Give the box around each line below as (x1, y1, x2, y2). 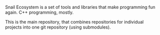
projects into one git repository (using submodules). (5, 24, 111, 30)
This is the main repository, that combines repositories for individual (5, 19, 144, 25)
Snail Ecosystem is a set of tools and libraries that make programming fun (5, 4, 156, 10)
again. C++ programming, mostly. (5, 9, 74, 15)
